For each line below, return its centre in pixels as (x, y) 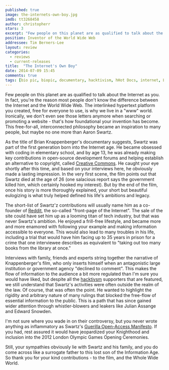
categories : (18, 52)
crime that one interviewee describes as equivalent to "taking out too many (83, 242)
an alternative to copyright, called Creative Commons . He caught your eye (82, 163)
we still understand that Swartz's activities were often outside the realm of (82, 284)
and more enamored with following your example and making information (81, 226)
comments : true (21, 76)
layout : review (21, 47)
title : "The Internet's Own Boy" (41, 66)
